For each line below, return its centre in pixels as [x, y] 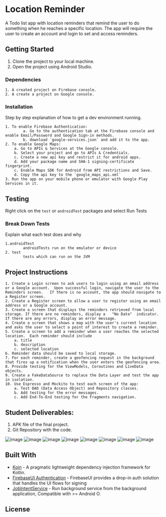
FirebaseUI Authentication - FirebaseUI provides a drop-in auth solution [85, 478]
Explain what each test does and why [43, 235]
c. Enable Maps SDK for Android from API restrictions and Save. [83, 171]
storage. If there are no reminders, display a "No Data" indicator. [82, 314]
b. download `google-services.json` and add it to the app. [86, 140]
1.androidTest [20, 244]
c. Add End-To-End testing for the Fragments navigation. [75, 397]
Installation [19, 107]
